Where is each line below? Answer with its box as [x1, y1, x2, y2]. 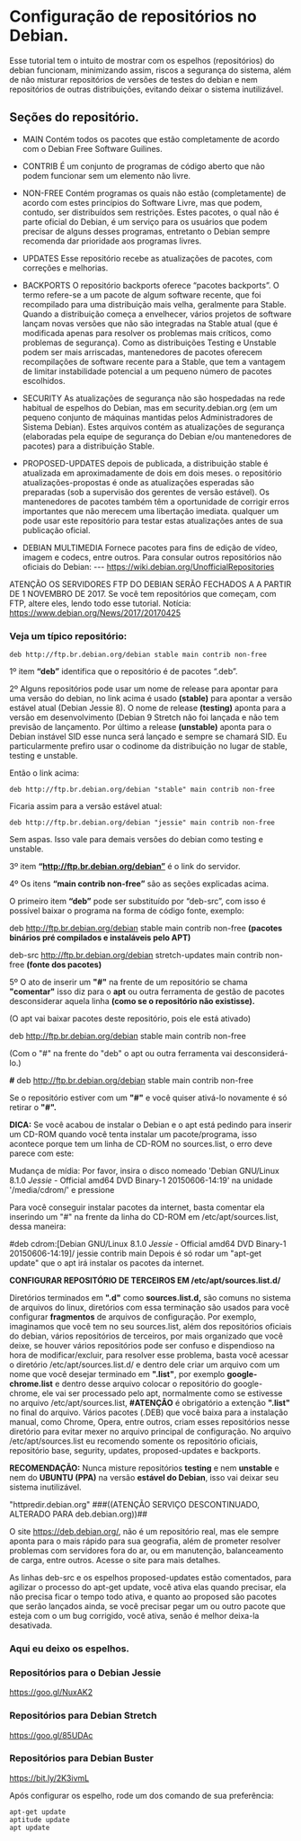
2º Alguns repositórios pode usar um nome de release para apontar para [9, 683, 279, 694]
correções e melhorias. [22, 262, 109, 273]
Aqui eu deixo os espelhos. [9, 1642, 130, 1655]
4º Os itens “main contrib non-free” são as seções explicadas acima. [9, 878, 270, 889]
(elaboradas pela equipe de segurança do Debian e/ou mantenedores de [22, 431, 292, 441]
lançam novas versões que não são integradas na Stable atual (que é [22, 317, 279, 329]
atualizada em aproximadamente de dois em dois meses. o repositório [22, 467, 282, 478]
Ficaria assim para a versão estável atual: [9, 801, 163, 812]
